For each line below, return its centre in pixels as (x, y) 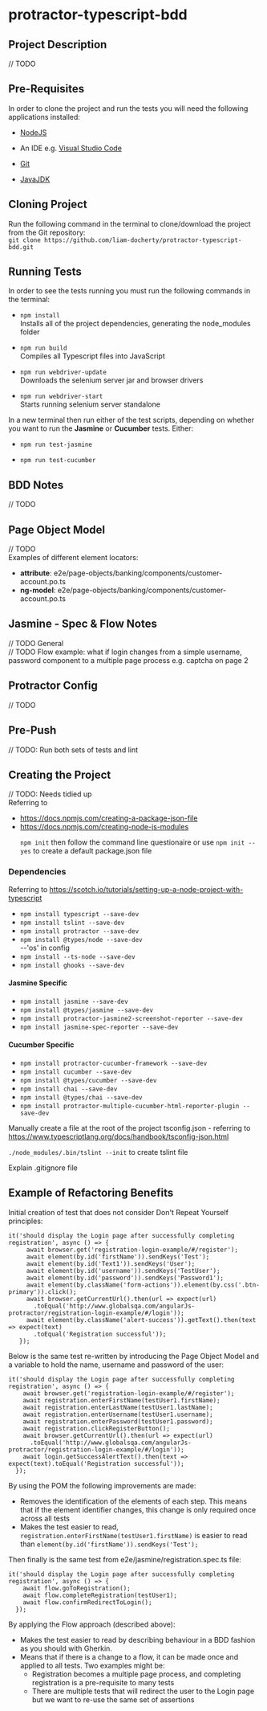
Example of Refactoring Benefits (91, 1193)
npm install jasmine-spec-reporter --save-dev (99, 1027)
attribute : (36, 573)
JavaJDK (35, 179)
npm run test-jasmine (56, 445)
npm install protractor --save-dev (79, 931)
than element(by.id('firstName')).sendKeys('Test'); (109, 1544)
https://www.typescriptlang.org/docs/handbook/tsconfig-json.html (119, 1137)
